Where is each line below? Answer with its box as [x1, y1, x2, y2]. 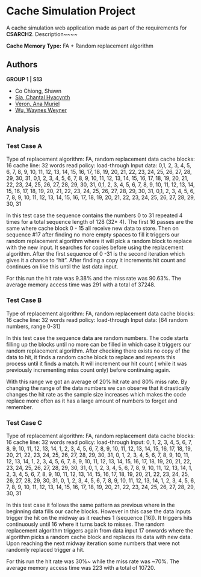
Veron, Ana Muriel [14, 100, 60, 107]
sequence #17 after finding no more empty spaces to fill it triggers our [6, 231, 180, 238]
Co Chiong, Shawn [14, 87, 62, 94]
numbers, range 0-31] [6, 322, 60, 330]
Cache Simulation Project [6, 4, 136, 18]
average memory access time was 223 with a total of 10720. [6, 564, 155, 572]
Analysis [6, 124, 40, 134]
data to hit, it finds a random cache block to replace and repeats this [6, 353, 176, 360]
